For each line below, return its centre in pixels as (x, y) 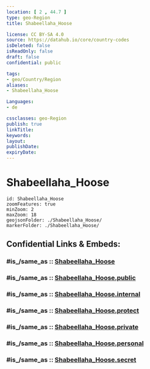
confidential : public (34, 63)
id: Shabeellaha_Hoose (35, 199)
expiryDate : (21, 152)
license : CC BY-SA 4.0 (35, 34)
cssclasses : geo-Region (37, 118)
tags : (13, 74)
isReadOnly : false (30, 52)
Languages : (20, 102)
